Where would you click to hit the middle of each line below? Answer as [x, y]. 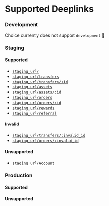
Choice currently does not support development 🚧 [55, 35]
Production [19, 175]
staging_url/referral [34, 113]
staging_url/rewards [33, 108]
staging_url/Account [33, 163]
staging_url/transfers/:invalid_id [49, 135]
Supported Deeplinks [49, 9]
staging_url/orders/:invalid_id [45, 141]
